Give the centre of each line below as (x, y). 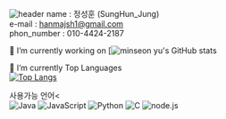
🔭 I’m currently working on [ (60, 51)
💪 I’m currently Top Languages (66, 67)
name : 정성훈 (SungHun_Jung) (103, 14)
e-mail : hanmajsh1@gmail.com (66, 24)
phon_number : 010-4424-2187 (67, 33)
